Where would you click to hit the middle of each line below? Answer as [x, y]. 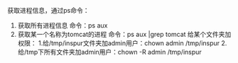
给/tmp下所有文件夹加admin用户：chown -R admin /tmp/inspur [110, 52]
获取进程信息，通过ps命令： [48, 10]
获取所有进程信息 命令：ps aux [63, 25]
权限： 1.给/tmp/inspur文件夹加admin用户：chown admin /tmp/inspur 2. [122, 43]
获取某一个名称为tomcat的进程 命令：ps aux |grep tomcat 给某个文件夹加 [124, 34]
